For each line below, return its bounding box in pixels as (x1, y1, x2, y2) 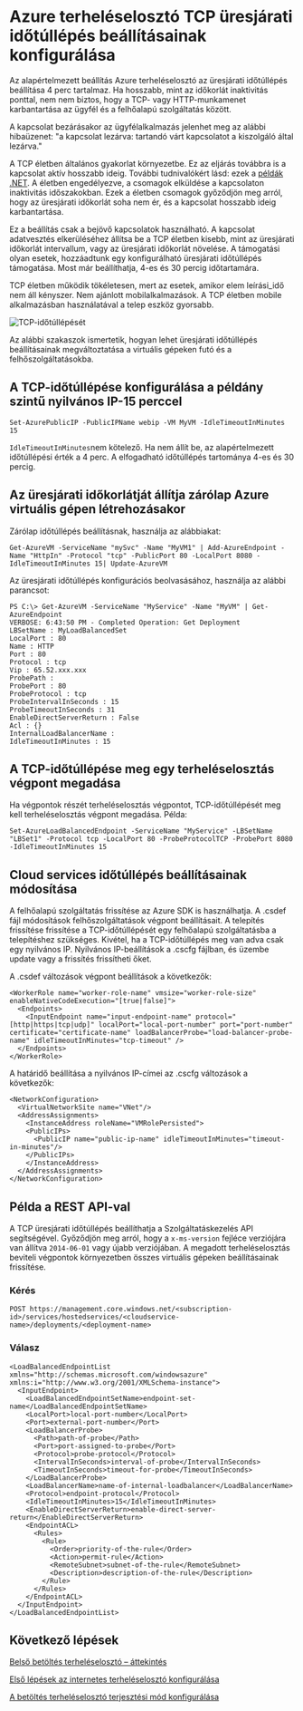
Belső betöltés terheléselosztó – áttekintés (9, 1657, 167, 1667)
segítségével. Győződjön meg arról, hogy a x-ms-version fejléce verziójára (9, 1232, 287, 1243)
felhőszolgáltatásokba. (9, 353, 94, 364)
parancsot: (9, 585, 50, 595)
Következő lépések (9, 1632, 119, 1648)
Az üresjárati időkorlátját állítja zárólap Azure (9, 488, 270, 503)
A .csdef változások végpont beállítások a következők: (9, 971, 213, 982)
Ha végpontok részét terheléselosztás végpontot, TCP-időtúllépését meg (9, 799, 281, 810)
